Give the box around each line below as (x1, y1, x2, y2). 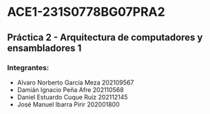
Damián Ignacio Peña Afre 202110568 (17, 85, 124, 93)
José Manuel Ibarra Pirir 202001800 (17, 100, 120, 109)
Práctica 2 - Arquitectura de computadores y (7, 32, 203, 43)
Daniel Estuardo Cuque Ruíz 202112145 (17, 93, 129, 101)
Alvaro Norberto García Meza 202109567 (17, 78, 134, 87)
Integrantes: (7, 62, 50, 72)
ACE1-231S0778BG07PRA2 (7, 4, 165, 20)
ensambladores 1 (7, 42, 82, 54)
